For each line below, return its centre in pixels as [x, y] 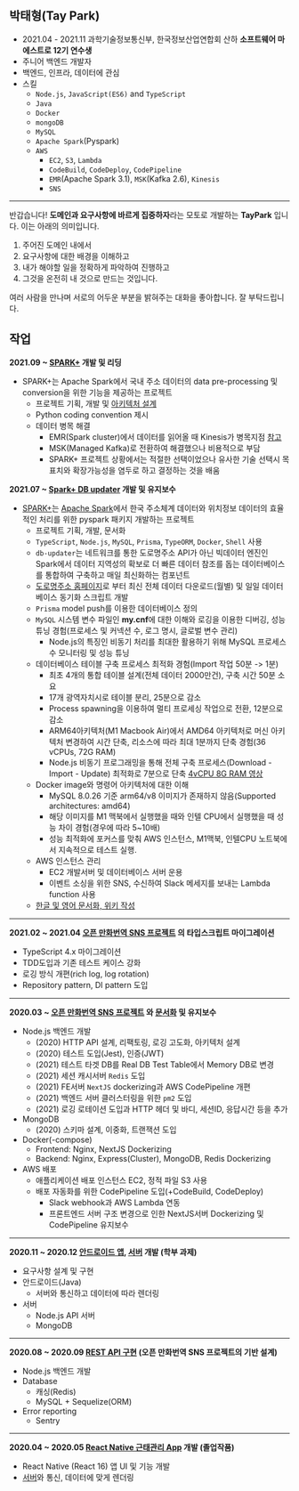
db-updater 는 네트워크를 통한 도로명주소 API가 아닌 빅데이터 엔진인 [152, 552]
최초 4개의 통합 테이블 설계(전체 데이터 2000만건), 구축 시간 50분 [162, 675]
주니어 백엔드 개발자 [57, 61]
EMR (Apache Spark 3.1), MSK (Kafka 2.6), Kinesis [134, 178]
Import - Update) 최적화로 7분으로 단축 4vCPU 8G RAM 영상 [156, 774]
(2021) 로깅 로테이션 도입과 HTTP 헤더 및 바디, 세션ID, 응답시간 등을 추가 [162, 1109]
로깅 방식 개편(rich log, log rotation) [85, 974]
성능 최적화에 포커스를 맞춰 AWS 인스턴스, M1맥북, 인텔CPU [153, 839]
